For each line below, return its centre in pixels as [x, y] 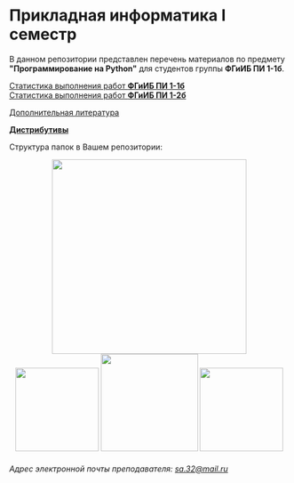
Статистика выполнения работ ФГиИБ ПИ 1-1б [97, 85]
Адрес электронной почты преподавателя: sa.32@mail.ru [119, 469]
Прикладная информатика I [118, 16]
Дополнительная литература [64, 112]
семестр [43, 34]
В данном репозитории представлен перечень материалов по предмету [147, 59]
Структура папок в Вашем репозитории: [86, 147]
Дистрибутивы [39, 129]
